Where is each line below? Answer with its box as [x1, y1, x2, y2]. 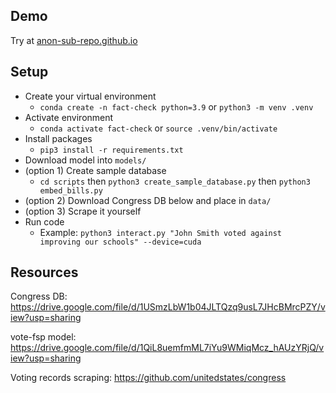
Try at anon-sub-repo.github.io [10, 34, 138, 46]
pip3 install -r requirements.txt [39, 145, 184, 155]
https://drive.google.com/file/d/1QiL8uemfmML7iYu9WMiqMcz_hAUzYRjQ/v [10, 342, 325, 354]
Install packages [24, 132, 93, 144]
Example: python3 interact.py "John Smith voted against [39, 226, 283, 238]
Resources [10, 264, 79, 281]
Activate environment [24, 111, 114, 123]
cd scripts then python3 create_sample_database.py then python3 [39, 175, 311, 187]
